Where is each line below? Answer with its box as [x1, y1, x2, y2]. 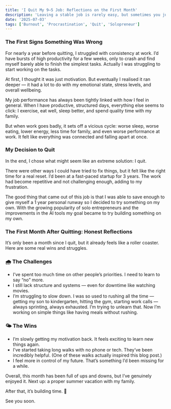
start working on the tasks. [5, 66, 62, 72]
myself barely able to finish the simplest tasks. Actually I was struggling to [5, 61, 161, 67]
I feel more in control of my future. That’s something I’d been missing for [12, 357, 164, 364]
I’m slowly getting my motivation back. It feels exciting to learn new [12, 336, 154, 342]
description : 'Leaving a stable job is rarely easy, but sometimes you [5, 12, 160, 17]
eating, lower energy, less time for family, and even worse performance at [5, 128, 160, 134]
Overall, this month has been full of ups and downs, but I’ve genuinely [5, 372, 152, 379]
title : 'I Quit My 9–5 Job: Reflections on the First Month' [5, 7, 138, 13]
